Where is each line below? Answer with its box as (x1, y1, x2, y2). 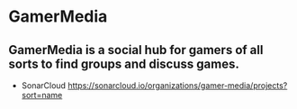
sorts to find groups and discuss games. (8, 56, 239, 71)
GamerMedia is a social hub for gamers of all (8, 42, 264, 58)
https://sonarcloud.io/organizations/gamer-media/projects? (67, 80, 288, 91)
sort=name (21, 90, 63, 100)
